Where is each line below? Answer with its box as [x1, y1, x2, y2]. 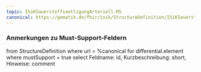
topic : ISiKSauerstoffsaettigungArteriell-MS [6, 8, 121, 15]
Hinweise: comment [6, 60, 56, 67]
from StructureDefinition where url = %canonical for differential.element [6, 47, 184, 54]
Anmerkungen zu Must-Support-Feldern [6, 34, 127, 42]
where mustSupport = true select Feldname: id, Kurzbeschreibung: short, [6, 54, 187, 61]
